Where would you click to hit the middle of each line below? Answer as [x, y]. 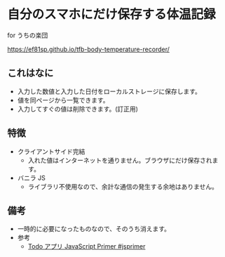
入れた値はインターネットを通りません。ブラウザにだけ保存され [120, 160]
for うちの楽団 [28, 35]
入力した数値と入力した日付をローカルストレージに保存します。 [109, 91]
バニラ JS [31, 178]
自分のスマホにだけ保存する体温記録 [111, 14]
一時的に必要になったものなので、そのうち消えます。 [94, 229]
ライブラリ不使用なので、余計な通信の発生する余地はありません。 [123, 186]
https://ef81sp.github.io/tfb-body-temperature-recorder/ [89, 49]
